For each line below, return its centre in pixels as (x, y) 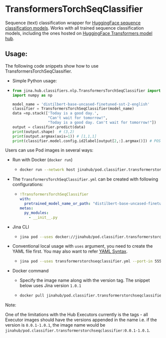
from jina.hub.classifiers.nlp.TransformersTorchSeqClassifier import (86, 91)
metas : (26, 208)
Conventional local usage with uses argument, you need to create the (83, 246)
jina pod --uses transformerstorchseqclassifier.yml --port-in (86, 262)
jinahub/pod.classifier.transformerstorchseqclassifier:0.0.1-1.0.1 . (78, 330)
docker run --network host (47, 170)
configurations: (28, 185)
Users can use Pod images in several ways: (49, 150)
